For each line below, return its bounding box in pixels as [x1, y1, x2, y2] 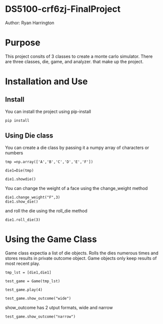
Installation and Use [5, 76, 88, 87]
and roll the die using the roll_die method [5, 208, 87, 214]
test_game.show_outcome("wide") [5, 296, 71, 301]
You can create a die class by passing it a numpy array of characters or [5, 144, 149, 150]
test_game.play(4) [5, 287, 43, 292]
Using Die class [5, 132, 54, 140]
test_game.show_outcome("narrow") [5, 314, 76, 319]
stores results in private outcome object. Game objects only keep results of [5, 255, 157, 261]
